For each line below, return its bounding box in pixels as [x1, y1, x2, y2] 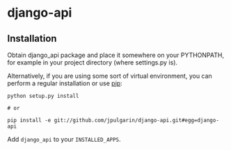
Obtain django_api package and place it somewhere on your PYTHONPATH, [7, 51, 225, 59]
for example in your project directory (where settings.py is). [7, 58, 178, 67]
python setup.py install [7, 92, 79, 99]
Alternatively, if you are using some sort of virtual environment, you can [7, 72, 212, 80]
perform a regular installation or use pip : [7, 79, 123, 87]
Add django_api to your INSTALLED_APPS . [7, 135, 121, 143]
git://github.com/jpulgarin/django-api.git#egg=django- [54, 117, 219, 124]
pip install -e [7, 117, 51, 124]
